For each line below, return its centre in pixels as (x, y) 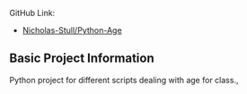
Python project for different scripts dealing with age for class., (124, 80)
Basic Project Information (82, 59)
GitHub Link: (32, 13)
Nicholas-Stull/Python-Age (72, 30)
